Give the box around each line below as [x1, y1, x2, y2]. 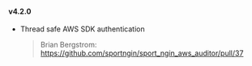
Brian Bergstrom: [40, 40, 97, 50]
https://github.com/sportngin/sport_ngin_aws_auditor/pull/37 [40, 48, 244, 58]
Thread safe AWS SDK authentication [19, 24, 145, 34]
